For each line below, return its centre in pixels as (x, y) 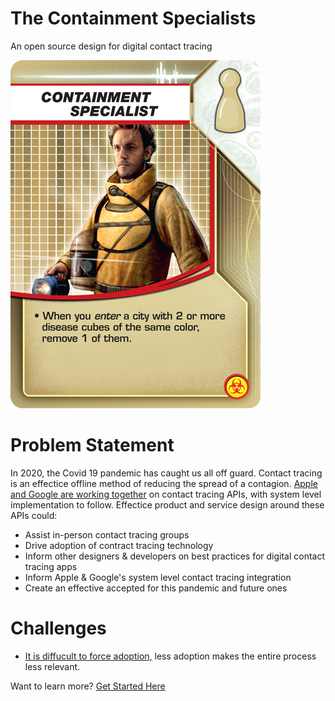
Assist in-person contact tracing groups (107, 534)
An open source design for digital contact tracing (111, 46)
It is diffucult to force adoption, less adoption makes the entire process (170, 656)
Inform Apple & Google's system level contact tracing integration (158, 577)
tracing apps (51, 566)
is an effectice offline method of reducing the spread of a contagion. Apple (164, 483)
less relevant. (52, 666)
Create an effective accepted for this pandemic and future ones (156, 588)
